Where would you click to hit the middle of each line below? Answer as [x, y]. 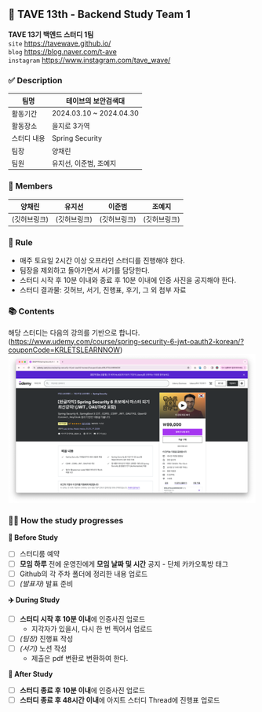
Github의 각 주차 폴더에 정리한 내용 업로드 [84, 574]
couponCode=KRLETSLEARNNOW [64, 350]
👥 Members [31, 186]
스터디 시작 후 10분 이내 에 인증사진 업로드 [82, 618]
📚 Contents [31, 311]
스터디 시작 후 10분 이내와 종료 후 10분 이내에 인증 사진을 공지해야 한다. [128, 281]
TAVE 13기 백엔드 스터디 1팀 [51, 34]
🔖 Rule [20, 242]
